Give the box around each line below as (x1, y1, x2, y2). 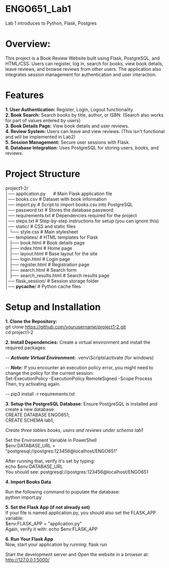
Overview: (5, 38, 51, 50)
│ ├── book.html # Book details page (5, 239, 85, 245)
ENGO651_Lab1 (5, 3, 71, 15)
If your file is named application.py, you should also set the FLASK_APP (5, 509, 156, 516)
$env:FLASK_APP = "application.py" (5, 520, 82, 526)
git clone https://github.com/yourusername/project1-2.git (5, 324, 126, 330)
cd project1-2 (5, 329, 33, 335)
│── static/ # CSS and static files (5, 223, 76, 229)
